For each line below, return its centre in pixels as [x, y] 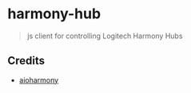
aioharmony [39, 79]
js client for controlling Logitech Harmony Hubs [105, 36]
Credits [26, 61]
